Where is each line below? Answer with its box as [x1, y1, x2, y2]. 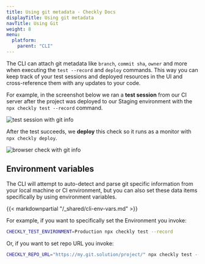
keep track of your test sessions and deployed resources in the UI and [6, 73, 183, 80]
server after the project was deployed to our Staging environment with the [6, 97, 193, 105]
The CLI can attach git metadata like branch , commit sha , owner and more [6, 59, 187, 67]
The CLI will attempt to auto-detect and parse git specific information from [6, 180, 193, 187]
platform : [12, 37, 37, 43]
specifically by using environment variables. [6, 193, 117, 200]
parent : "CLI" [17, 43, 53, 50]
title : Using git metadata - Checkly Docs [6, 9, 116, 15]
